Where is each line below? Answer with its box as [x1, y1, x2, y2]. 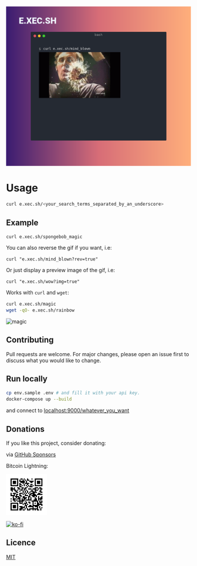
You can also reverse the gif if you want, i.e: [6, 245, 113, 252]
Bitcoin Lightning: [6, 462, 49, 469]
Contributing [6, 335, 54, 345]
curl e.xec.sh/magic [6, 301, 57, 307]
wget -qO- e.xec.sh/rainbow [6, 307, 75, 313]
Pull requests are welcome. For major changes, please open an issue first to [6, 350, 189, 357]
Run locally [6, 374, 48, 384]
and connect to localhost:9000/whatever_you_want [6, 407, 130, 414]
